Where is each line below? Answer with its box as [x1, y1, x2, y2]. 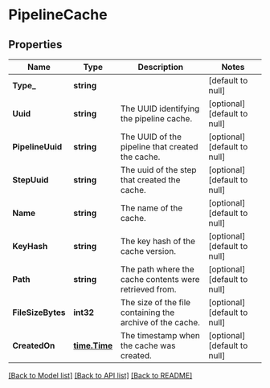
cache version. [120, 246, 177, 256]
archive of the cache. [120, 317, 201, 328]
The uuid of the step [120, 165, 197, 175]
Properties [8, 38, 63, 51]
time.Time [73, 340, 113, 351]
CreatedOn [12, 340, 55, 351]
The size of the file [120, 297, 191, 308]
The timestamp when [120, 330, 201, 341]
